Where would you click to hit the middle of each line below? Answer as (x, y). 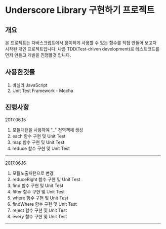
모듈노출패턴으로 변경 (33, 173)
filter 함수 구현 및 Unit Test (39, 191)
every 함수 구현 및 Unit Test (40, 216)
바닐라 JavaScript (30, 85)
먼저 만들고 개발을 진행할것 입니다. (38, 55)
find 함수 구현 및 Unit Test (38, 185)
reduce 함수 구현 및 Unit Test (41, 148)
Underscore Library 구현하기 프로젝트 (80, 10)
